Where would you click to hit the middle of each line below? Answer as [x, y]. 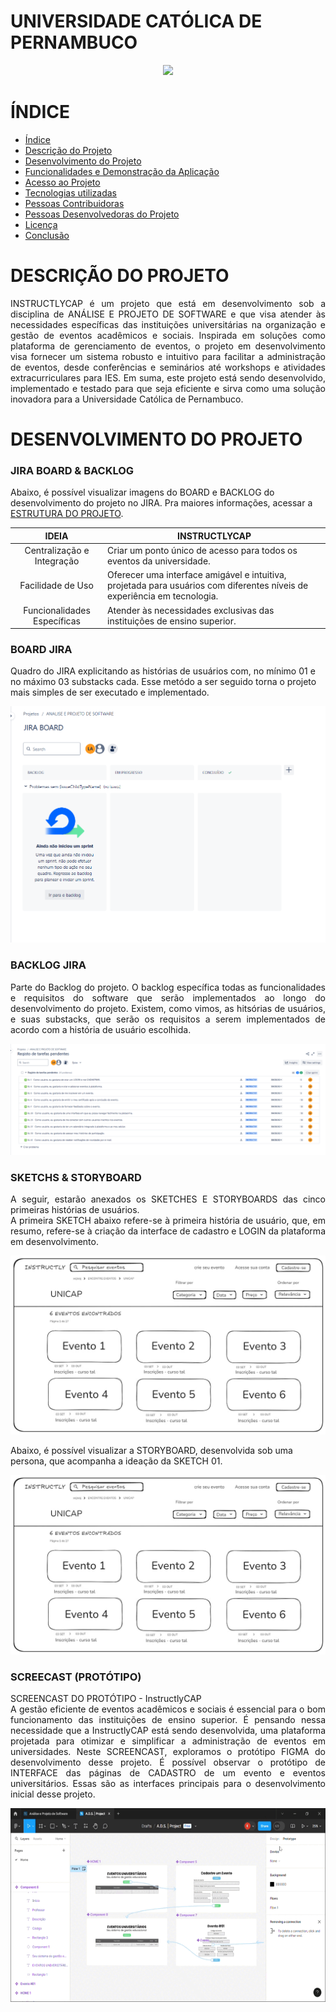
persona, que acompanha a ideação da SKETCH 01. [116, 1461]
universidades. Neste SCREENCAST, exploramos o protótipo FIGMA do [168, 1752]
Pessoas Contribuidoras [74, 203]
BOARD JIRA [41, 649]
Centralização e [57, 551]
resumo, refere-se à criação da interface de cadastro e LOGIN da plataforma [168, 1231]
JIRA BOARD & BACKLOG [72, 470]
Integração [57, 561]
